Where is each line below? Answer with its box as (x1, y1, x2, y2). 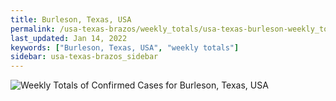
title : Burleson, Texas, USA (10, 14, 132, 25)
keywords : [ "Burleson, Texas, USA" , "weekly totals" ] (10, 42, 240, 53)
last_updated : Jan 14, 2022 (10, 33, 128, 43)
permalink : (10, 24, 56, 34)
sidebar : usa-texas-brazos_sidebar (10, 52, 159, 62)
